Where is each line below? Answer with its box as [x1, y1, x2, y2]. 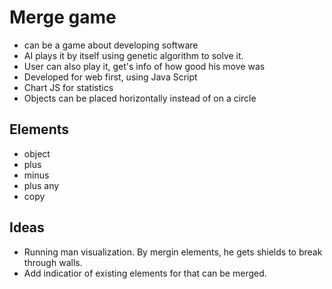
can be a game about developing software [23, 39, 199, 51]
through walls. [23, 256, 83, 268]
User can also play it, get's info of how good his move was [23, 60, 266, 72]
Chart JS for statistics [23, 81, 114, 93]
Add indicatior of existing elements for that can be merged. [23, 267, 267, 279]
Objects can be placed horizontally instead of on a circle [23, 92, 257, 104]
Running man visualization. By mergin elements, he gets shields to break [23, 246, 323, 258]
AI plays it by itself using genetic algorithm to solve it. [23, 49, 244, 61]
